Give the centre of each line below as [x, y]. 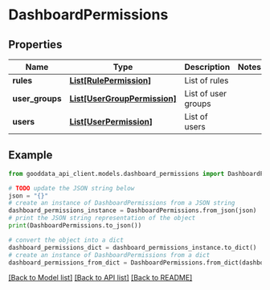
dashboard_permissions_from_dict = [68, 263]
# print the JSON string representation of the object [102, 219]
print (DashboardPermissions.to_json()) [75, 226]
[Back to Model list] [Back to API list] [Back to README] [100, 278]
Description [207, 67]
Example [31, 155]
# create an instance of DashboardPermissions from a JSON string [122, 203]
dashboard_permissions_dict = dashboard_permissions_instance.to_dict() [133, 247]
